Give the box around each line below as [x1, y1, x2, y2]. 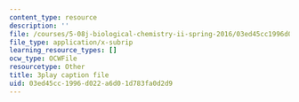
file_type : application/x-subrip [9, 37, 133, 47]
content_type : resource [9, 12, 98, 22]
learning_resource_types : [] [9, 46, 117, 55]
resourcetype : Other [9, 63, 86, 72]
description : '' [9, 21, 69, 30]
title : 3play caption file [9, 71, 109, 80]
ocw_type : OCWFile [9, 54, 77, 63]
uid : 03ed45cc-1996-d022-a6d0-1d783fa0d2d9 [9, 79, 174, 88]
